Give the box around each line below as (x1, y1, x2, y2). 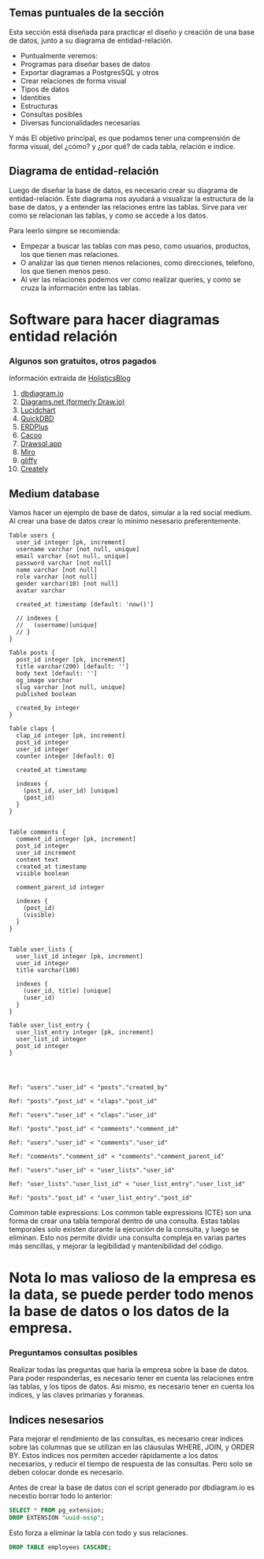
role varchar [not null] (16, 573, 98, 580)
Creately (20, 464, 49, 474)
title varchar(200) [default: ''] (16, 662, 129, 670)
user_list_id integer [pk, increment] (16, 952, 144, 960)
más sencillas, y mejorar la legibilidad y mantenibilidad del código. (9, 1241, 224, 1251)
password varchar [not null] (16, 559, 112, 567)
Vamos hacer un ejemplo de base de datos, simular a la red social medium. (9, 508, 252, 517)
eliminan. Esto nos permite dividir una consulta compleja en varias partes (9, 1233, 247, 1242)
